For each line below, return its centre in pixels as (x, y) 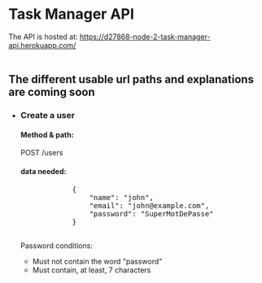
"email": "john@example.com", (149, 205)
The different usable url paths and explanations (131, 79)
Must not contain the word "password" (97, 261)
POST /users (41, 153)
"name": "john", (122, 197)
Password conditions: (57, 246)
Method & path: (47, 134)
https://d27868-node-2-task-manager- (145, 37)
